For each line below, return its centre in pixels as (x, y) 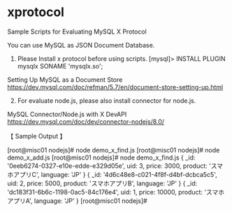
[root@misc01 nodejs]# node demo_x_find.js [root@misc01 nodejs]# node (114, 150)
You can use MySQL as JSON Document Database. (81, 45)
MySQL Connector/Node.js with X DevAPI (67, 114)
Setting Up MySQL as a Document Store (65, 79)
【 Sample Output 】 (37, 136)
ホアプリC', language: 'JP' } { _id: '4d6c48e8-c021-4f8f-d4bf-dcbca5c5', (113, 174)
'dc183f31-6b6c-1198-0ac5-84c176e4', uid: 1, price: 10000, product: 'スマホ (116, 192)
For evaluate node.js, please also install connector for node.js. (107, 100)
